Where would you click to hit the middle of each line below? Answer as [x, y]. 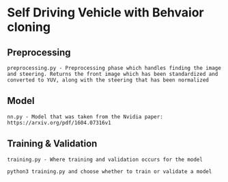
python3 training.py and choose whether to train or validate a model [110, 171]
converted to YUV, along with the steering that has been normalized [108, 80]
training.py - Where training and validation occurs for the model [105, 159]
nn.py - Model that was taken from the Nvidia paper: [85, 117]
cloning [29, 27]
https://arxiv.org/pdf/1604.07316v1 [59, 122]
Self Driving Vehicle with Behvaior [105, 13]
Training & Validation [52, 144]
